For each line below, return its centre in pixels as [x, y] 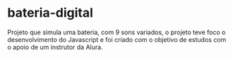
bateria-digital [50, 13]
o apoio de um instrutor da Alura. [55, 47]
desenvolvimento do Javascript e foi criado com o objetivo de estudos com [117, 39]
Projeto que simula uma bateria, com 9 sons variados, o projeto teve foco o [116, 32]
